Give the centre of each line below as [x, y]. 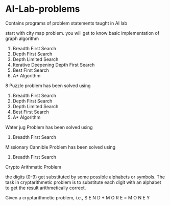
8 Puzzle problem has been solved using [48, 86]
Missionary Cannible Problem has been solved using [60, 147]
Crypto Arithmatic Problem [33, 167]
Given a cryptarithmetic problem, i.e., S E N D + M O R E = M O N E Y [78, 197]
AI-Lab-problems [43, 9]
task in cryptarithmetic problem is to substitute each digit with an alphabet [83, 182]
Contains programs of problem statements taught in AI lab [66, 23]
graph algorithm [22, 38]
